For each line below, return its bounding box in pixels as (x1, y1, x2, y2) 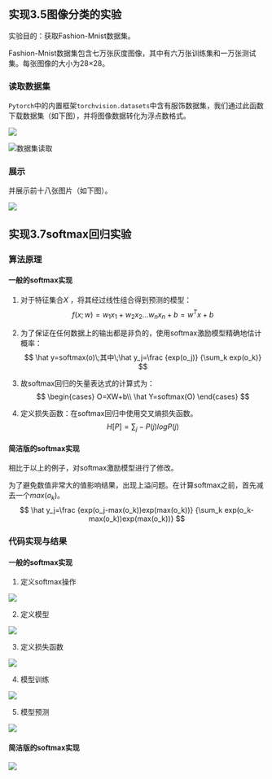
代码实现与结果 (8, 536, 68, 547)
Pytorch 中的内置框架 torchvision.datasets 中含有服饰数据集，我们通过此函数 (8, 101, 265, 111)
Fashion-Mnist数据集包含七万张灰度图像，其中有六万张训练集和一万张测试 (8, 48, 257, 58)
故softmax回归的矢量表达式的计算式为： (20, 379, 155, 388)
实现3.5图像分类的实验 (8, 7, 122, 22)
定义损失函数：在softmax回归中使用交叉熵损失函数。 (20, 409, 198, 418)
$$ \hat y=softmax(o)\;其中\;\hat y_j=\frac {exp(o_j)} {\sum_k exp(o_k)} (24, 352, 262, 362)
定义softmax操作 (20, 577, 77, 587)
